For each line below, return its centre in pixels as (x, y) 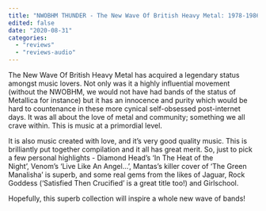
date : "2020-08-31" (40, 30)
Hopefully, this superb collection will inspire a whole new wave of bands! (127, 198)
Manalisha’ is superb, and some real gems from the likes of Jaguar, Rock (127, 175)
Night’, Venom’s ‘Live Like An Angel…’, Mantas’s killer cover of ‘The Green (127, 166)
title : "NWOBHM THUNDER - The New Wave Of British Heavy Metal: (116, 15)
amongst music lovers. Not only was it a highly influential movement (119, 83)
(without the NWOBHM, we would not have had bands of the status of (122, 92)
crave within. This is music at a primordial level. (85, 125)
